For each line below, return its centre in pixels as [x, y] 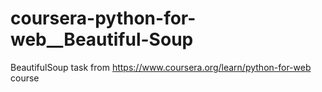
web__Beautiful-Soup [102, 39]
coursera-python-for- [103, 18]
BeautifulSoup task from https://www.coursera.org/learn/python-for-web [161, 67]
